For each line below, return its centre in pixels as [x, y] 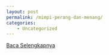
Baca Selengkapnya [31, 45]
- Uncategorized [37, 28]
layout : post [22, 12]
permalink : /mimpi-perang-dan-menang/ [54, 17]
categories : [21, 23]
